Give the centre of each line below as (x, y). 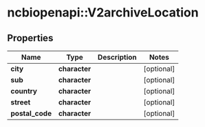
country (24, 91)
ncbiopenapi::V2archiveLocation (103, 13)
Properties (30, 38)
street (21, 102)
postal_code (31, 113)
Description (117, 57)
